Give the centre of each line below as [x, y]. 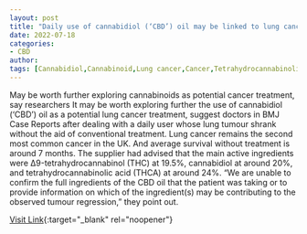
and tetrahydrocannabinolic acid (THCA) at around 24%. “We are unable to [150, 172]
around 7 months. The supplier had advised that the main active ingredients [152, 153]
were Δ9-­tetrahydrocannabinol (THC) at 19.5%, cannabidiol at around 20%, [151, 163]
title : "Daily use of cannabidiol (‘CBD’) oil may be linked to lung [145, 27]
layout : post [34, 18]
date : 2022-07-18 [42, 35]
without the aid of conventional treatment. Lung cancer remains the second [151, 133]
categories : [32, 43]
